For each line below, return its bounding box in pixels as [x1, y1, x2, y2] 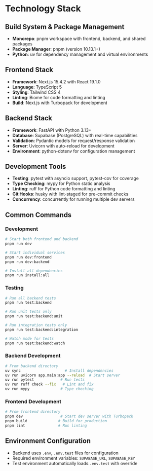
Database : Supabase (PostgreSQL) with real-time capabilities [12, 132, 138, 138]
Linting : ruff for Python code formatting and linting [12, 186, 115, 192]
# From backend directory [5, 363, 58, 368]
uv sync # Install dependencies [5, 368, 114, 373]
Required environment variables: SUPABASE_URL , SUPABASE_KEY [12, 455, 135, 461]
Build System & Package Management [5, 23, 125, 31]
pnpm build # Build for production [5, 419, 107, 424]
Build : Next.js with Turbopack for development [12, 100, 108, 106]
